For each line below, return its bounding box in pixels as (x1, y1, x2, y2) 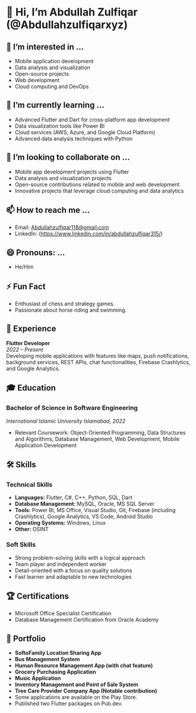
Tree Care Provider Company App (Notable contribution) (14, 687, 157, 695)
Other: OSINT (14, 526, 49, 533)
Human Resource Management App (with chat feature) (14, 662, 153, 669)
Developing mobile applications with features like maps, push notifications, (6, 352, 189, 359)
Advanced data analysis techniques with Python (14, 135, 133, 142)
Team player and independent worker (14, 560, 107, 568)
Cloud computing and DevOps (14, 83, 89, 90)
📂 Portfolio (6, 633, 46, 643)
